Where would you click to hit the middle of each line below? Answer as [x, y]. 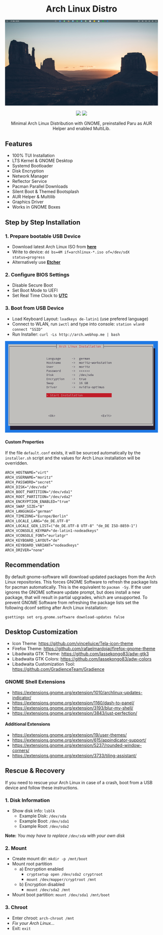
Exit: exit [21, 928]
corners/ [21, 750]
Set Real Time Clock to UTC [40, 296]
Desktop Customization [41, 632]
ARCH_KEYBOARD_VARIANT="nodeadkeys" [42, 545]
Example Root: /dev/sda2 [44, 826]
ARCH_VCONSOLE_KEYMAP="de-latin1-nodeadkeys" [52, 531]
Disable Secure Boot [33, 285]
